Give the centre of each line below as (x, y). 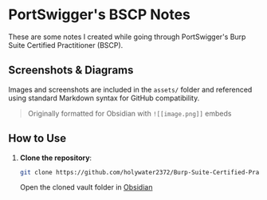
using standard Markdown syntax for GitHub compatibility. (104, 98)
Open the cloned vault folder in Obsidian (86, 187)
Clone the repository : (56, 158)
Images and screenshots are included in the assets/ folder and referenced (130, 89)
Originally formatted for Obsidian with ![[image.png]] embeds (130, 113)
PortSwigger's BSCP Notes (100, 15)
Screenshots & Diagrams (71, 71)
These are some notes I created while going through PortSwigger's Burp (127, 37)
